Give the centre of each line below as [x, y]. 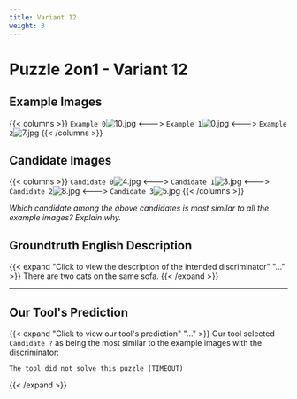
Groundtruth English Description [101, 246]
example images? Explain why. [65, 218]
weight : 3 [27, 26]
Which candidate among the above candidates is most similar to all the [139, 208]
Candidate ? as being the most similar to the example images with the [136, 342]
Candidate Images [61, 160]
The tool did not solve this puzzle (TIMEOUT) [96, 368]
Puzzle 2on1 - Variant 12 [99, 69]
